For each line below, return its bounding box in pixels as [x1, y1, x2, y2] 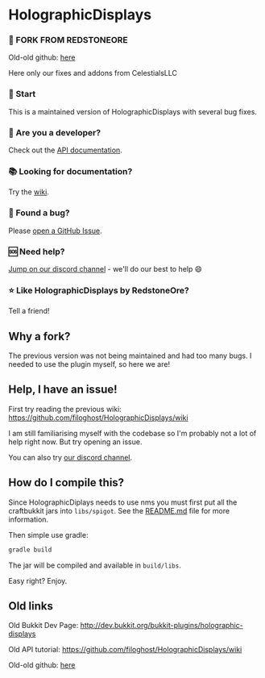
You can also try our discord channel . [8, 452, 133, 462]
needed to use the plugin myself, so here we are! [8, 360, 171, 369]
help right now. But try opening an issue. [8, 437, 143, 447]
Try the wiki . [8, 187, 50, 197]
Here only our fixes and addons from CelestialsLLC [8, 69, 177, 78]
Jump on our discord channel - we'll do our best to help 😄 [8, 264, 203, 273]
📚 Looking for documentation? [8, 166, 133, 177]
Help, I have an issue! [8, 383, 118, 397]
